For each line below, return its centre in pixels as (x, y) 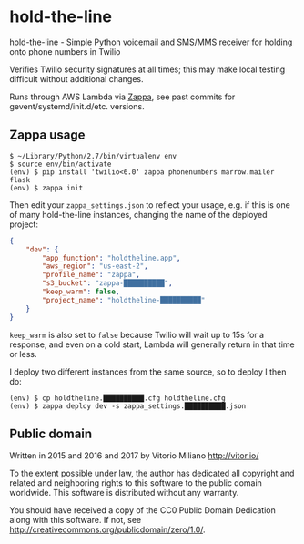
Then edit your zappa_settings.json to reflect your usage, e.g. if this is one (150, 205)
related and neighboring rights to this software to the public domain (136, 483)
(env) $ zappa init (46, 188)
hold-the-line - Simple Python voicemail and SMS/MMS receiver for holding (151, 42)
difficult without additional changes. (76, 78)
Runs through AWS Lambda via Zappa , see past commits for (122, 97)
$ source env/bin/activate (61, 164)
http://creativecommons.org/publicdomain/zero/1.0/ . (108, 529)
